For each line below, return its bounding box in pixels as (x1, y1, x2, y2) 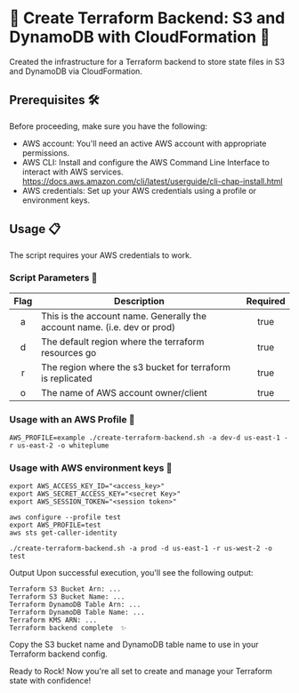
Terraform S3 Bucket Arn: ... (9, 584, 122, 594)
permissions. (21, 147, 69, 158)
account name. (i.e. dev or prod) (41, 320, 176, 333)
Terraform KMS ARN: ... (9, 616, 98, 625)
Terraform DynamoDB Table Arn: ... (9, 600, 141, 609)
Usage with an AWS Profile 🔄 (9, 413, 135, 425)
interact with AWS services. (21, 166, 124, 177)
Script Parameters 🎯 (9, 271, 98, 284)
